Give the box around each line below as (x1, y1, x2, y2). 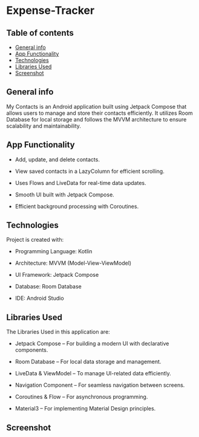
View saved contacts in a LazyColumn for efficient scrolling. (15, 167, 165, 175)
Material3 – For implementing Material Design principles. (15, 405, 156, 412)
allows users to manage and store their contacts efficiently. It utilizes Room (6, 109, 194, 117)
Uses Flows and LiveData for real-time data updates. (15, 179, 146, 186)
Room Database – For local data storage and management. (15, 358, 161, 366)
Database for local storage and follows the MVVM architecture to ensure (6, 115, 187, 123)
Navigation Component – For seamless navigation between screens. (15, 381, 185, 389)
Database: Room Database (15, 283, 82, 290)
